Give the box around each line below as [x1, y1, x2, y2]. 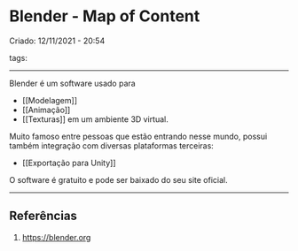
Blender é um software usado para [9, 78, 136, 88]
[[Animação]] [21, 104, 71, 115]
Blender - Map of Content [9, 6, 200, 27]
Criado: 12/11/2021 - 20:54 [9, 35, 106, 46]
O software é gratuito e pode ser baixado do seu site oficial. [9, 174, 228, 185]
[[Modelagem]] [21, 95, 78, 105]
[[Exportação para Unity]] [21, 157, 117, 168]
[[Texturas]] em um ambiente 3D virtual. [21, 113, 169, 125]
